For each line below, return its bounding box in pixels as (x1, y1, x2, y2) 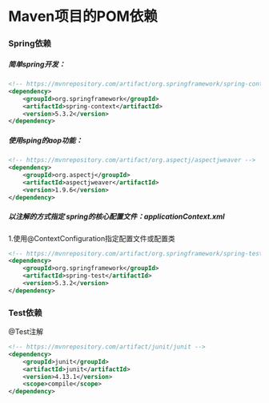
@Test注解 (8, 327, 44, 337)
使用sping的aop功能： (8, 135, 83, 145)
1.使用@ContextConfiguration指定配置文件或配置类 (8, 233, 176, 243)
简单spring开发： (8, 59, 66, 69)
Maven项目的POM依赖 (8, 7, 159, 26)
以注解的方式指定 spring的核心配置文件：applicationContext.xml (8, 212, 225, 221)
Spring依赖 (8, 38, 52, 49)
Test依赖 (8, 307, 42, 318)
